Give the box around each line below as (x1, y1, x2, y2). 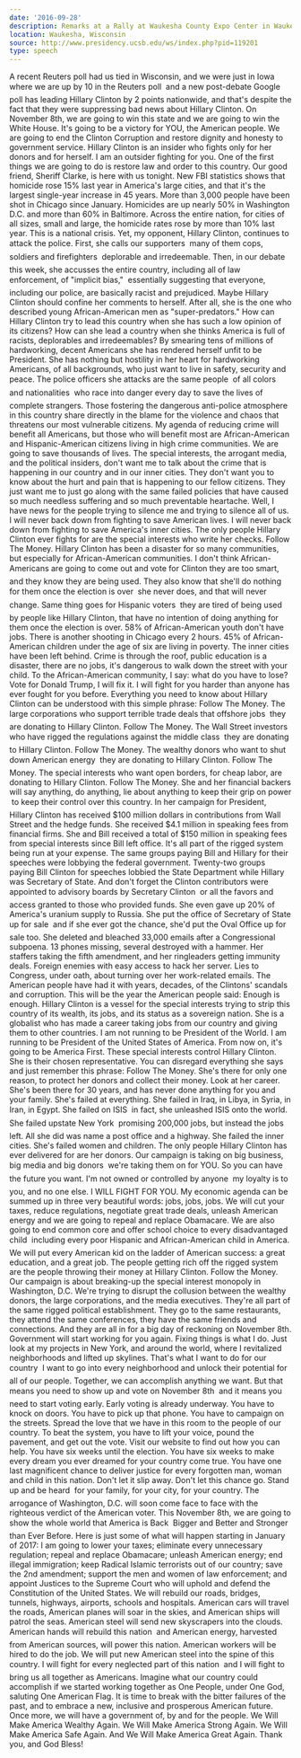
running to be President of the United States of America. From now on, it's (9, 1037, 283, 1047)
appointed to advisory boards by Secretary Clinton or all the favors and (9, 887, 274, 897)
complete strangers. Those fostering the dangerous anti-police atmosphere (9, 401, 288, 411)
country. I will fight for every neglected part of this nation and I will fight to (9, 1659, 285, 1670)
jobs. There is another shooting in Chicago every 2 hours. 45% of (9, 632, 252, 642)
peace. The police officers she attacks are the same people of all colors (9, 374, 276, 384)
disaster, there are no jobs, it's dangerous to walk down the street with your (9, 660, 288, 671)
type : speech (9, 47, 58, 56)
